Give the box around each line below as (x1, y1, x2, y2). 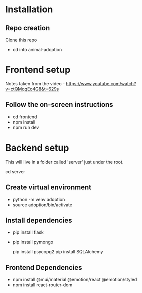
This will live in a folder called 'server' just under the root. (5, 159, 124, 165)
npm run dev (12, 124, 39, 130)
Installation (5, 4, 53, 15)
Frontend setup (5, 64, 71, 76)
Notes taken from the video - (5, 80, 65, 86)
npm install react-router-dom (12, 282, 73, 288)
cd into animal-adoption (12, 47, 62, 52)
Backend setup (5, 142, 69, 154)
